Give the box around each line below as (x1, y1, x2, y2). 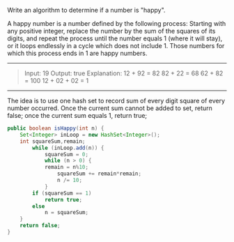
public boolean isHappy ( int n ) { (7, 125, 104, 132)
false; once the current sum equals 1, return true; (7, 112, 148, 119)
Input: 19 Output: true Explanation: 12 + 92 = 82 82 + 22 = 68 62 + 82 (24, 69, 224, 77)
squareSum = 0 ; (44, 151, 89, 158)
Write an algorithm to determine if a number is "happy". (7, 6, 166, 14)
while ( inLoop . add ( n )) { (32, 144, 104, 151)
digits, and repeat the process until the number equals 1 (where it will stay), (7, 34, 223, 43)
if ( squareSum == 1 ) (32, 190, 92, 197)
